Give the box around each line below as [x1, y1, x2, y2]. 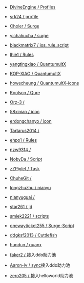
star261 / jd [9, 204, 33, 209]
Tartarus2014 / [9, 128, 40, 133]
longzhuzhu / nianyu [9, 185, 51, 190]
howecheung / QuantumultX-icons [9, 80, 79, 86]
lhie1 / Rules [9, 51, 34, 57]
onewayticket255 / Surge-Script [9, 223, 75, 229]
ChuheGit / [9, 175, 32, 181]
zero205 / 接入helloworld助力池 [9, 273, 73, 279]
